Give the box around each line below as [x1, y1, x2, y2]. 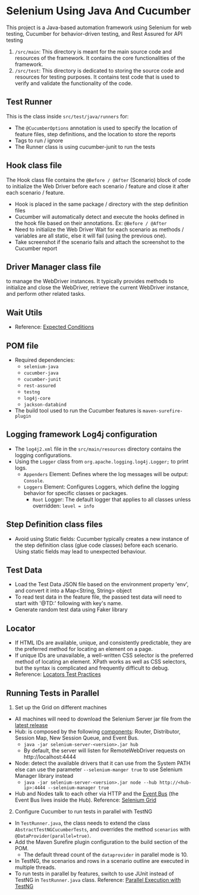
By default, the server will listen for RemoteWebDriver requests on [23, 747, 185, 754]
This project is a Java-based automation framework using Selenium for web [6, 24, 192, 31]
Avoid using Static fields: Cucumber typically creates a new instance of [14, 535, 189, 542]
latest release [14, 722, 48, 729]
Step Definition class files [6, 520, 103, 530]
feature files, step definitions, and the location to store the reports [14, 130, 176, 137]
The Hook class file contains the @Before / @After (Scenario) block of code [6, 176, 191, 183]
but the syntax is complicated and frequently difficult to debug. [14, 665, 169, 672]
